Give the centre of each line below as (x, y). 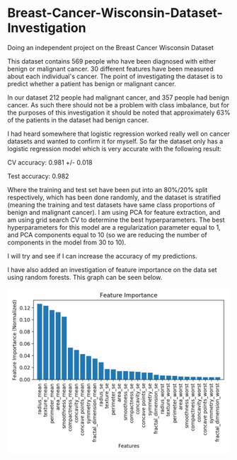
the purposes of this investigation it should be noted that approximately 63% (119, 112)
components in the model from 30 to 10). (67, 242)
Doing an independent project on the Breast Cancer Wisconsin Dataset (111, 47)
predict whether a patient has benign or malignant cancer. (92, 83)
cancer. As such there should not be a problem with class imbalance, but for (118, 105)
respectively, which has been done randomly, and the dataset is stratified (114, 197)
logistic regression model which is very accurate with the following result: (114, 148)
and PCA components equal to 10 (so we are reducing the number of (107, 235)
